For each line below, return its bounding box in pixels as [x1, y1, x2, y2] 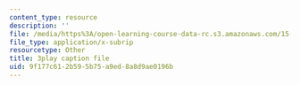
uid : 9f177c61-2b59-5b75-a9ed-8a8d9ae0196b [9, 63, 174, 72]
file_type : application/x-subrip [9, 37, 134, 47]
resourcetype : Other [9, 46, 87, 55]
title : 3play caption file [9, 54, 110, 63]
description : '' [9, 21, 70, 30]
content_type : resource [9, 12, 98, 22]
